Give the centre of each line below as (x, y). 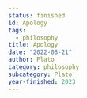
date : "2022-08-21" (40, 52)
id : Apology (28, 23)
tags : (17, 30)
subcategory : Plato (40, 74)
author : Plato (32, 60)
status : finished (37, 15)
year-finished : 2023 (42, 81)
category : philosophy (44, 67)
